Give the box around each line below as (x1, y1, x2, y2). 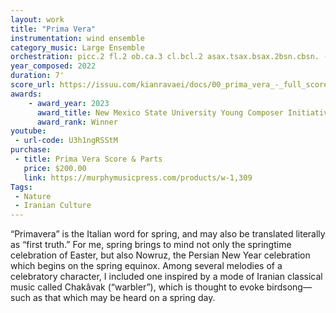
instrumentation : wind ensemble (10, 33, 145, 43)
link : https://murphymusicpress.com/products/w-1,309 (23, 172, 253, 183)
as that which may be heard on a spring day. (32, 292, 216, 304)
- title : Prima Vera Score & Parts (14, 154, 163, 164)
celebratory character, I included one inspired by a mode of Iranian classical (10, 271, 323, 283)
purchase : (10, 145, 52, 155)
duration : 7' (10, 71, 65, 81)
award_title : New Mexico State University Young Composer (36, 107, 284, 118)
